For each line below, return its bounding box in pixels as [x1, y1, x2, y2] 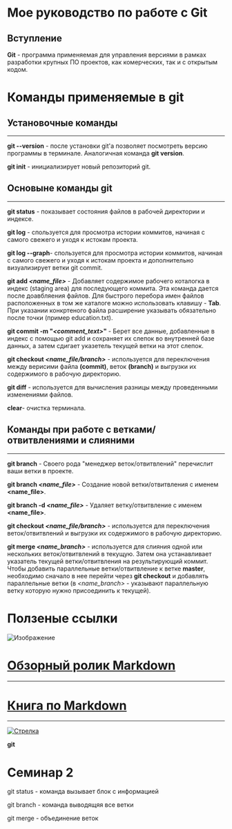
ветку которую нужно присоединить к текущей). [7, 586, 151, 595]
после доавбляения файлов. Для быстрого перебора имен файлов [7, 292, 204, 300]
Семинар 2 [7, 765, 74, 780]
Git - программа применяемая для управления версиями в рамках [7, 50, 207, 59]
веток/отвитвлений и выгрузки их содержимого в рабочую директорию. [7, 528, 222, 537]
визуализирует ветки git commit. [7, 263, 103, 271]
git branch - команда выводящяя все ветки [7, 801, 134, 809]
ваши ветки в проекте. [7, 466, 74, 475]
